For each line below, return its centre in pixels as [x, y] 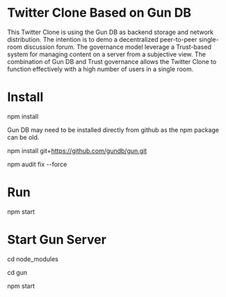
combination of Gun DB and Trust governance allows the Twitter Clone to [112, 61]
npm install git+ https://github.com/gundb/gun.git [77, 150]
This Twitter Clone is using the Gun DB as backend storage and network [111, 32]
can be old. [23, 137]
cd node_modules [33, 259]
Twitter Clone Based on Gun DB [99, 13]
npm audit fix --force [37, 164]
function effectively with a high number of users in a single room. [100, 69]
